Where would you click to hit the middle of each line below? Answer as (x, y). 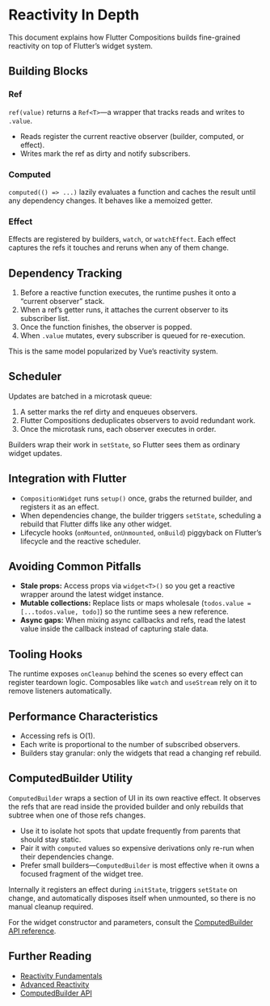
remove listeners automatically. (60, 691)
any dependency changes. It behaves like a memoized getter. (110, 201)
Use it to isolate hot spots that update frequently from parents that (130, 831)
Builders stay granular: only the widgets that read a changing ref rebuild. (141, 753)
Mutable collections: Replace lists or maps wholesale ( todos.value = (135, 603)
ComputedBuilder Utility (71, 778)
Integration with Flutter (67, 479)
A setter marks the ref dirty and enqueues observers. (109, 412)
